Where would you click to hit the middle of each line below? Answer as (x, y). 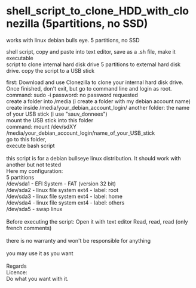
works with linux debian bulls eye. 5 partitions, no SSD (73, 40)
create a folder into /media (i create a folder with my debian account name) (99, 101)
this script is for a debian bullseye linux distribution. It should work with (94, 158)
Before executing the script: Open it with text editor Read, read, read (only (97, 221)
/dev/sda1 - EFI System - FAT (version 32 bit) (61, 184)
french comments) (29, 228)
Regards (16, 266)
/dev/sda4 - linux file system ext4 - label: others (65, 202)
